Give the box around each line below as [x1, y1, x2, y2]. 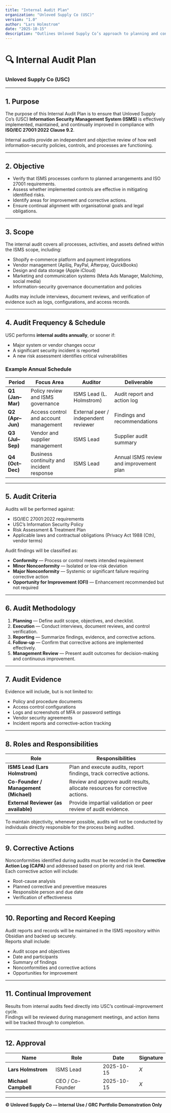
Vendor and [30, 429, 59, 437]
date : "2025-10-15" [5, 27, 47, 32]
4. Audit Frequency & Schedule [5, 319, 106, 327]
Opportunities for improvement [12, 970, 78, 976]
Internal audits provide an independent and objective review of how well [5, 137, 156, 143]
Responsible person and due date [12, 889, 83, 895]
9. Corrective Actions [5, 843, 75, 853]
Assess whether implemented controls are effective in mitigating [12, 186, 148, 192]
